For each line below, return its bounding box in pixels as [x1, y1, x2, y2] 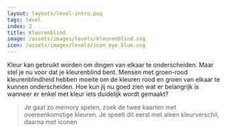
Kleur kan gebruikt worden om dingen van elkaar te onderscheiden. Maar [7, 61, 214, 69]
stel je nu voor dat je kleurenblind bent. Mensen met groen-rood [7, 68, 189, 76]
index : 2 [7, 23, 32, 29]
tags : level [7, 16, 41, 23]
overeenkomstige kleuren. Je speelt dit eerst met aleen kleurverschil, [23, 110, 219, 119]
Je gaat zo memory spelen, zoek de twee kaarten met [23, 104, 177, 111]
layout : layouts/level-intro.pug [7, 10, 103, 17]
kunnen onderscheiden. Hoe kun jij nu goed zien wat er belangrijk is [7, 83, 200, 91]
